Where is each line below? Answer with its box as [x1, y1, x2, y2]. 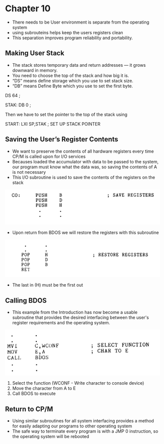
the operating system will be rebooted [12, 434, 89, 440]
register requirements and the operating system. [12, 320, 110, 325]
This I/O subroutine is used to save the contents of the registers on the [12, 174, 156, 180]
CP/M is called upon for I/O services [12, 153, 86, 159]
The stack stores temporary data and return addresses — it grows [12, 62, 146, 68]
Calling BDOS [5, 296, 47, 305]
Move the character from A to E [12, 386, 76, 392]
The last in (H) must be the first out [12, 282, 83, 288]
